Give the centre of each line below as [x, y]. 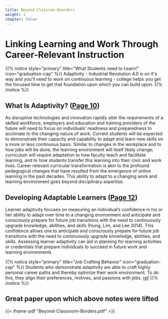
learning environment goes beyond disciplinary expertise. [65, 182]
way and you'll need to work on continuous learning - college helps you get [83, 79]
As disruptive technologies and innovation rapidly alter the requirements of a [84, 118]
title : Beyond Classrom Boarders [40, 10]
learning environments [28, 252]
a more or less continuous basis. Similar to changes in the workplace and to [83, 144]
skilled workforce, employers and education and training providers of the [80, 123]
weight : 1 [16, 15]
